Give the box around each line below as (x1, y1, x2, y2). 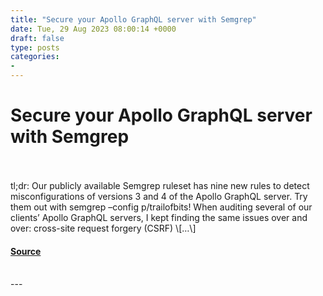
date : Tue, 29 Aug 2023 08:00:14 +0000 (10, 24, 177, 34)
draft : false (10, 33, 65, 43)
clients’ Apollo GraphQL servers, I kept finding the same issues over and (10, 211, 308, 223)
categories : (10, 52, 60, 62)
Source (10, 245, 42, 257)
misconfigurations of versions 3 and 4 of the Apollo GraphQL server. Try (10, 190, 308, 202)
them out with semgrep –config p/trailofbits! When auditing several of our (10, 201, 313, 213)
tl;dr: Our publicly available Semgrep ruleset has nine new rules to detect (10, 179, 310, 191)
